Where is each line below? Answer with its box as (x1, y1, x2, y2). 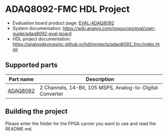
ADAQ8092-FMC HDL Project (5, 3, 130, 15)
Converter (39, 90, 63, 97)
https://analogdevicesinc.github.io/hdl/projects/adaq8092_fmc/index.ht (12, 41, 160, 47)
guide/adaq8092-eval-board (12, 30, 71, 36)
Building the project (5, 107, 68, 116)
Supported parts (5, 61, 58, 69)
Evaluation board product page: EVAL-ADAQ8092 (12, 20, 114, 26)
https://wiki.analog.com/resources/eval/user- (62, 25, 156, 31)
